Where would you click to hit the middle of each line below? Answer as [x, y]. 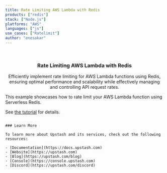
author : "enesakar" [26, 38]
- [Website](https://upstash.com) [41, 152]
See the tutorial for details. [33, 112]
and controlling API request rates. [85, 87]
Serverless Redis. [23, 102]
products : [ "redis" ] [27, 15]
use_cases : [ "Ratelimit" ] [32, 33]
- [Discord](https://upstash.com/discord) [50, 165]
